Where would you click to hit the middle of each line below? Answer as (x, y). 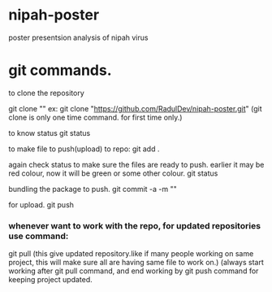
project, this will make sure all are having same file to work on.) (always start (136, 263)
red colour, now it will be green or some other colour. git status (113, 173)
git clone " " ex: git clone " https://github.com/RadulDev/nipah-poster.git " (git (135, 108)
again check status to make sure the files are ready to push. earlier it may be (136, 164)
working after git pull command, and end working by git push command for (134, 271)
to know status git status (50, 133)
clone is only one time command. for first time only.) (95, 117)
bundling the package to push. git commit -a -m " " (93, 189)
